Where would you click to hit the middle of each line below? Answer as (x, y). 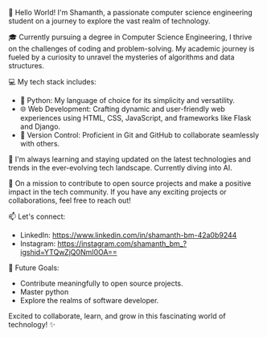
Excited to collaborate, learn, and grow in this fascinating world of (117, 316)
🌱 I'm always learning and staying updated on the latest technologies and (129, 159)
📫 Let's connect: (37, 216)
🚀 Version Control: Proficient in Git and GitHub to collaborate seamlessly (140, 135)
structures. (26, 66)
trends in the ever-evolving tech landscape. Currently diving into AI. (120, 168)
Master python (44, 292)
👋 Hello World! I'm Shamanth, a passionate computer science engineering (131, 12)
